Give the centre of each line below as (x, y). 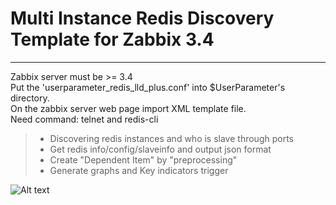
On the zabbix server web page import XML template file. (128, 108)
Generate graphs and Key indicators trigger (139, 170)
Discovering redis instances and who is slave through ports (171, 138)
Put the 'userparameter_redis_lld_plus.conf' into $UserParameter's (148, 87)
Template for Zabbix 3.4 (112, 39)
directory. (30, 98)
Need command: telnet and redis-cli (84, 119)
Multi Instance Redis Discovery (142, 18)
